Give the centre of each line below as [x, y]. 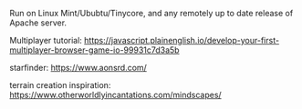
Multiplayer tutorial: [46, 40]
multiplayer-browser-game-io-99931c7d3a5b [94, 50]
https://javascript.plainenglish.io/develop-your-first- [182, 40]
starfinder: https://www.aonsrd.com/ [78, 68]
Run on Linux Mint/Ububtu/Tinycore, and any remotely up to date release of [151, 13]
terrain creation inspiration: [60, 85]
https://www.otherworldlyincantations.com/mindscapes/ [115, 95]
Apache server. [38, 23]
